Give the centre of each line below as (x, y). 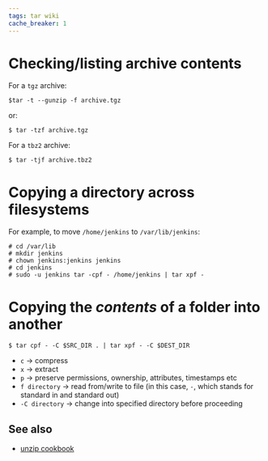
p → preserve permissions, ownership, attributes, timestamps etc (128, 378)
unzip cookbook (47, 449)
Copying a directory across (102, 192)
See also (30, 429)
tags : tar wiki (34, 16)
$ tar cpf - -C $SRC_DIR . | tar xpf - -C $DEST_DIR (99, 346)
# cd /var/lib (32, 247)
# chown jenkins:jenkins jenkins (65, 261)
